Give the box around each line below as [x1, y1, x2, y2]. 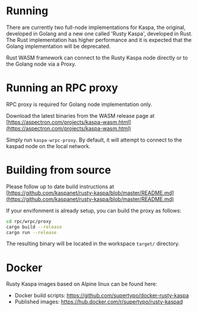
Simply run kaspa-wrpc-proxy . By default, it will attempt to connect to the [6, 136, 182, 143]
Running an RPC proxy [6, 81, 118, 95]
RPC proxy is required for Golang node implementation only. [6, 101, 152, 108]
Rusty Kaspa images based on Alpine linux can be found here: [6, 280, 158, 288]
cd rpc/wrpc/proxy [6, 218, 51, 225]
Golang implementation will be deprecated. [6, 43, 111, 50]
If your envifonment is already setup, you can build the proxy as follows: [6, 207, 181, 214]
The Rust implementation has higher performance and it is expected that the [6, 36, 192, 43]
